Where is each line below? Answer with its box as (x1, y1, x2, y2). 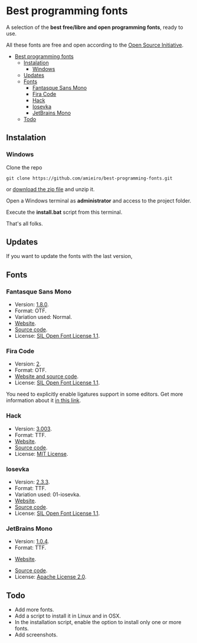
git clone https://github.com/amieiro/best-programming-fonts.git (6, 175, 173, 181)
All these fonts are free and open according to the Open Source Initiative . (6, 41, 184, 48)
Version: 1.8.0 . (14, 301, 49, 308)
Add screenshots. (14, 631, 58, 638)
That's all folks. (6, 220, 43, 227)
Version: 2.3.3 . (14, 478, 50, 485)
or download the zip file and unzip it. (6, 185, 95, 192)
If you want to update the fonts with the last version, (6, 253, 133, 260)
